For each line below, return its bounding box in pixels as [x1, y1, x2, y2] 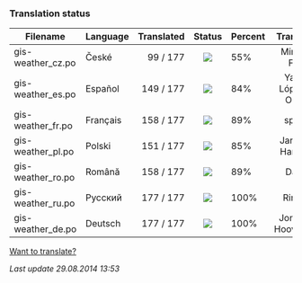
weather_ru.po [13, 197, 75, 209]
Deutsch [84, 217, 121, 230]
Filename [25, 31, 66, 43]
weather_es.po [13, 88, 76, 101]
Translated [138, 31, 185, 43]
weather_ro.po [13, 172, 75, 184]
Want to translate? [9, 246, 76, 257]
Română [84, 165, 120, 178]
